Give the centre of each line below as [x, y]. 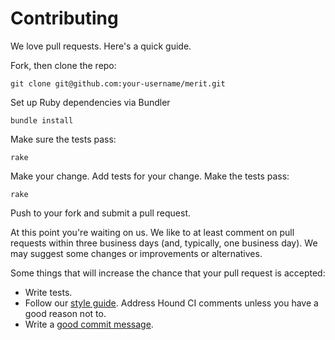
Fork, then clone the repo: [63, 65]
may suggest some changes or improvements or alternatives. [136, 253]
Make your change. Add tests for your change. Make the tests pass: [150, 176]
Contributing [64, 18]
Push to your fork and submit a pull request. [100, 213]
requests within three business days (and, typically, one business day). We [164, 243]
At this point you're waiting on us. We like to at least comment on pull [152, 232]
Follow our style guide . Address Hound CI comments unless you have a [171, 303]
